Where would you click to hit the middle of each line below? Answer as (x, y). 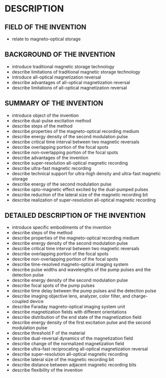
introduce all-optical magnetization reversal (56, 77)
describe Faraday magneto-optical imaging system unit (68, 307)
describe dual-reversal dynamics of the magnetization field (72, 338)
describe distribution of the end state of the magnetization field (77, 317)
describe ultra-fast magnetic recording (51, 168)
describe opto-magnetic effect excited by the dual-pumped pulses (80, 189)
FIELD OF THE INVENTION (45, 27)
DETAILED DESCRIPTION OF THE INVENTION (75, 216)
